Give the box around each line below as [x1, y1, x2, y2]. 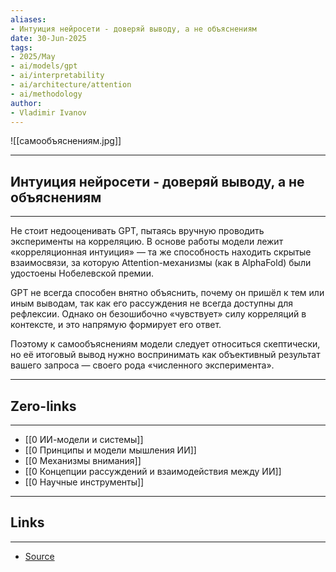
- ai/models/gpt [10, 61, 78, 71]
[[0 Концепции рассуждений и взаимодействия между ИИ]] [24, 466, 282, 477]
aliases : [10, 14, 47, 25]
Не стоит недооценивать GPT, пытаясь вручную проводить [10, 225, 265, 237]
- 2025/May [10, 52, 56, 62]
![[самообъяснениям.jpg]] [10, 135, 122, 147]
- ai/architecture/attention [10, 80, 132, 90]
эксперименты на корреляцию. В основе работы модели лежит [10, 236, 284, 248]
